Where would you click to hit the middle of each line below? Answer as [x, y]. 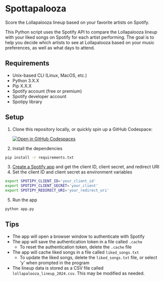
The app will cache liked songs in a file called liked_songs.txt [76, 252]
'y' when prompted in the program [55, 263]
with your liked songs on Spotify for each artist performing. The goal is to [80, 37]
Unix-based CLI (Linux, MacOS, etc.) [50, 75]
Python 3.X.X [26, 80]
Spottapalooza [36, 9]
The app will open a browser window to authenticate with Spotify [78, 236]
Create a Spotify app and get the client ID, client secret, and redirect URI [86, 167]
